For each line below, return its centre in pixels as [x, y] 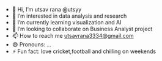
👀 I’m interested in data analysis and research [69, 16]
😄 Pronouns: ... [32, 45]
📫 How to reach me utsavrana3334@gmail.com [73, 36]
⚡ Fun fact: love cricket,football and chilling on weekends [84, 51]
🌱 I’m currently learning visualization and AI [67, 22]
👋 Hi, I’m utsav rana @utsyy [47, 9]
